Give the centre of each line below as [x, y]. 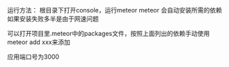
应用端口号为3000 [33, 57]
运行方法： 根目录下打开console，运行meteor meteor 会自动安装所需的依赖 [115, 10]
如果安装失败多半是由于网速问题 [53, 19]
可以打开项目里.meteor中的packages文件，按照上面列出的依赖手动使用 [109, 33]
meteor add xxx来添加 [39, 42]
